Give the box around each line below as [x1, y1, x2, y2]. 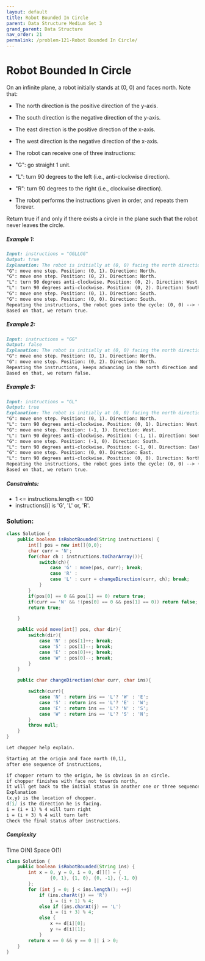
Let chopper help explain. [6, 745, 75, 751]
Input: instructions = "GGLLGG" [6, 251, 88, 257]
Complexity [6, 831, 37, 838]
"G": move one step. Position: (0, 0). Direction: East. [6, 450, 154, 456]
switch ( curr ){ [28, 688, 64, 694]
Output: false [6, 342, 43, 348]
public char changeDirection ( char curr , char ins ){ [17, 677, 151, 683]
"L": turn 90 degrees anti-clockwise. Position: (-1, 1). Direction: [6, 433, 187, 439]
